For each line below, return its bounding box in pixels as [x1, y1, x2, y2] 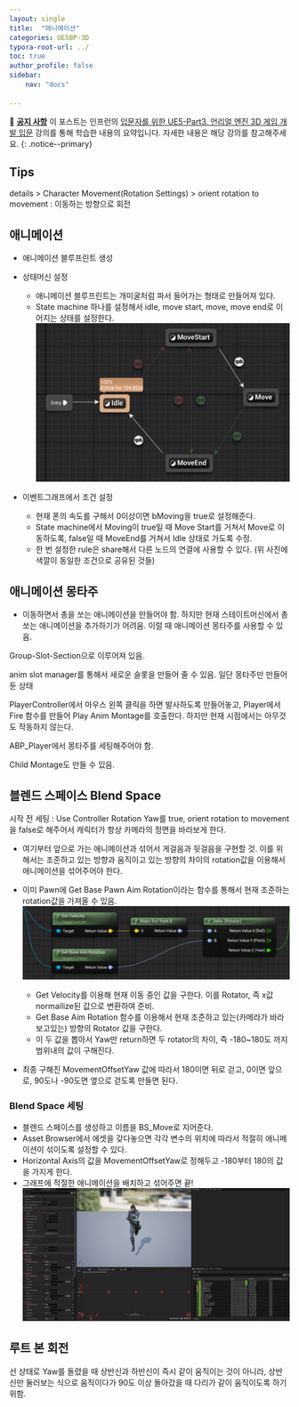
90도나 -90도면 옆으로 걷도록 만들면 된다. [34, 1075, 179, 1086]
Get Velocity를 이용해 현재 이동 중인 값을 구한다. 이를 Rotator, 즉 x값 [35, 990, 274, 1000]
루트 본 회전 [9, 1340, 69, 1356]
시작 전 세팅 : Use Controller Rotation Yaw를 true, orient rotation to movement [9, 813, 290, 823]
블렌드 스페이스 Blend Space [9, 788, 162, 803]
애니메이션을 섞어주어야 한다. [21, 866, 123, 876]
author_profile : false [9, 61, 93, 70]
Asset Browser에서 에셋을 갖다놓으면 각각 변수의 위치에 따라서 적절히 [21, 1133, 264, 1144]
